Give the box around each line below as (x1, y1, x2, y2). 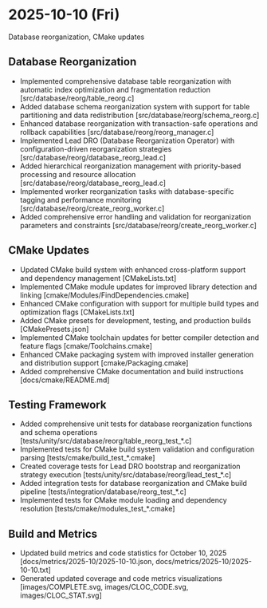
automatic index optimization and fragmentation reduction (19, 85, 211, 94)
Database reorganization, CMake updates (8, 32, 145, 41)
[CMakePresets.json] (19, 324, 89, 334)
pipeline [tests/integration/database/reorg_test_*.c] (19, 487, 187, 496)
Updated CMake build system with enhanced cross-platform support (19, 265, 246, 274)
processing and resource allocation (19, 169, 136, 179)
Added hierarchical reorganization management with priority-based (19, 161, 241, 171)
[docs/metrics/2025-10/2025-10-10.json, (19, 557, 154, 567)
